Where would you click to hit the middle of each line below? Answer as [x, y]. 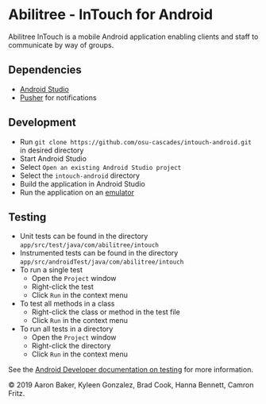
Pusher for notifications [58, 98]
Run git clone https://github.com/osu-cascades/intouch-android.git [135, 141]
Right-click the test [62, 287]
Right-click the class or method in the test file [106, 312]
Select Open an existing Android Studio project [100, 167]
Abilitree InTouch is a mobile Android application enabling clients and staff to [133, 37]
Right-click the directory [71, 346]
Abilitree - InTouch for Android [110, 15]
